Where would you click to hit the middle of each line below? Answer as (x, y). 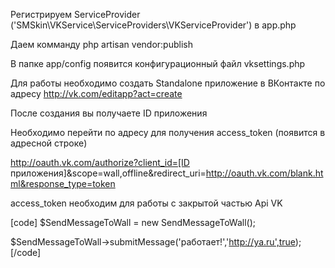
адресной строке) (49, 143)
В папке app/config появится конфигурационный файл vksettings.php (158, 63)
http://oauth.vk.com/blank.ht (264, 173)
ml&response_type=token (63, 183)
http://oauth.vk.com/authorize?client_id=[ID (100, 162)
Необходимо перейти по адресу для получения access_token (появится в (168, 132)
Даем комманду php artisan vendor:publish (101, 44)
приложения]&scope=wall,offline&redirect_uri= (108, 173)
